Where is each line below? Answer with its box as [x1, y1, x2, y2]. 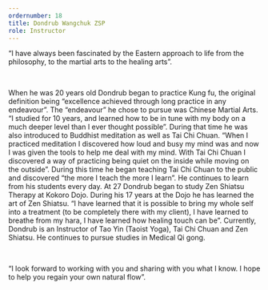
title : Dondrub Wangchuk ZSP [8, 19, 106, 27]
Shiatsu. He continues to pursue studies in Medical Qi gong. [8, 233, 206, 243]
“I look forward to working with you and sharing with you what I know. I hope [8, 264, 261, 273]
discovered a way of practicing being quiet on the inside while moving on [8, 156, 250, 166]
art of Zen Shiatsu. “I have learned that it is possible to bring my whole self [8, 199, 254, 208]
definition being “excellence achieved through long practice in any [8, 97, 226, 107]
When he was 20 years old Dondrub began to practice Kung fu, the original [8, 88, 256, 98]
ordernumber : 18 [8, 11, 62, 20]
